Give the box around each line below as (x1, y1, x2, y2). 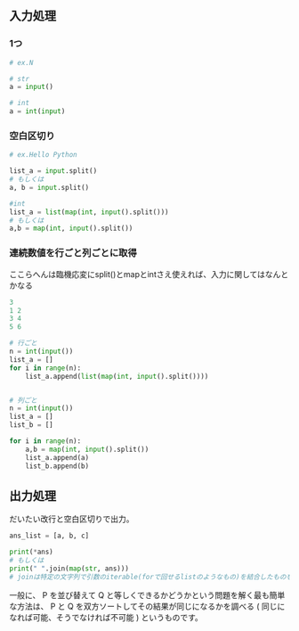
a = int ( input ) (9, 107, 66, 116)
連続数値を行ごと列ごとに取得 (9, 247, 138, 259)
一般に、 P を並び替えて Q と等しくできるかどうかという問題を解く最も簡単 (9, 589, 286, 600)
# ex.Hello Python (9, 151, 77, 160)
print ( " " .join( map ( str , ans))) (9, 564, 129, 573)
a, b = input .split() (9, 183, 90, 192)
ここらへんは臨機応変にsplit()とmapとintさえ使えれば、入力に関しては (9, 268, 265, 279)
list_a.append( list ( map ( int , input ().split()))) (25, 372, 209, 381)
